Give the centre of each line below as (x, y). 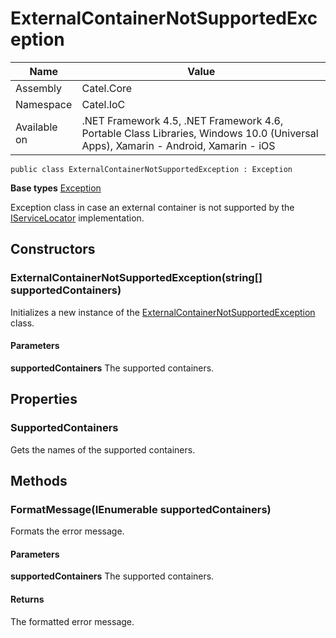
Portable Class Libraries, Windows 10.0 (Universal (200, 133)
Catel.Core (107, 88)
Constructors (53, 249)
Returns (27, 599)
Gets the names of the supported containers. (103, 449)
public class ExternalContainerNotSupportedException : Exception (151, 169)
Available (36, 127)
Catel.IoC (103, 104)
